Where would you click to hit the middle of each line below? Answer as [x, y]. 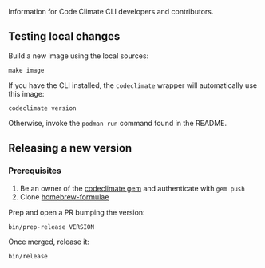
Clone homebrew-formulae [64, 197]
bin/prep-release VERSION [51, 227]
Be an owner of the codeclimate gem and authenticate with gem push [132, 188]
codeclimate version [43, 108]
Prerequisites [35, 171]
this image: [26, 93]
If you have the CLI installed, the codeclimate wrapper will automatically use [133, 85]
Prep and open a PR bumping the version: [77, 212]
